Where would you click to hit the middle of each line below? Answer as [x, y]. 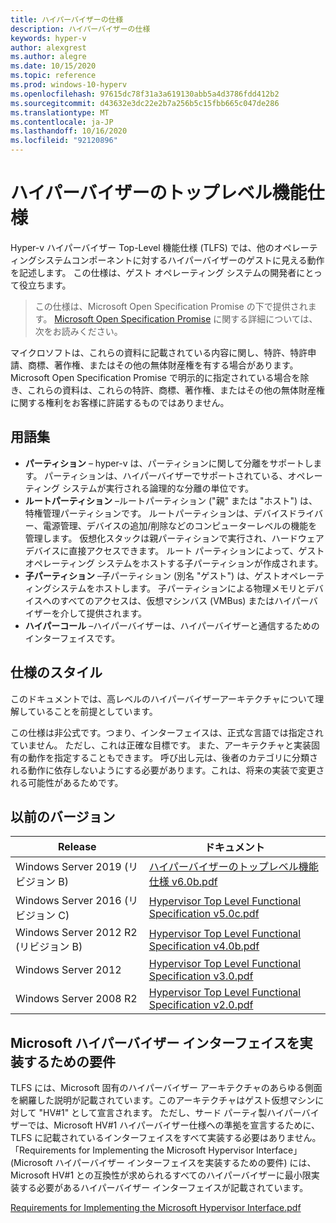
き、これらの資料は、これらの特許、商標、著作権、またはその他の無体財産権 [168, 390]
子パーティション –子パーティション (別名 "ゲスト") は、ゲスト [153, 575]
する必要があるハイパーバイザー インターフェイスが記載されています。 [163, 1188]
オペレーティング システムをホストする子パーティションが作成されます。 [174, 563]
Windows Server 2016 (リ [77, 901]
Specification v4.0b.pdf [204, 946]
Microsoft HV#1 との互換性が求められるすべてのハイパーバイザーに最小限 [161, 1175]
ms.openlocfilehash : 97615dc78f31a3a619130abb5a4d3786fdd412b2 [145, 94]
